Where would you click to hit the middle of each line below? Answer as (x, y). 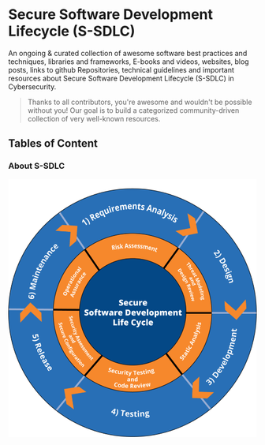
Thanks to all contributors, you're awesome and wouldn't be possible (140, 102)
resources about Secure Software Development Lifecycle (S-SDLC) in (121, 78)
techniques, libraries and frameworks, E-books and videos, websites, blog (129, 62)
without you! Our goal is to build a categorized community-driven (133, 110)
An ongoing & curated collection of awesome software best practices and (128, 53)
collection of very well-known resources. (94, 118)
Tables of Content (53, 144)
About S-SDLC (37, 166)
